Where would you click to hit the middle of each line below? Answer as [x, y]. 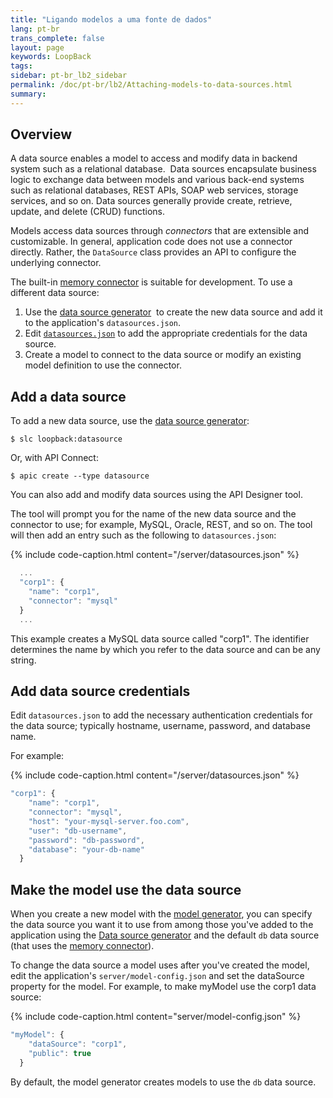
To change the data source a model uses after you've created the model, [160, 965]
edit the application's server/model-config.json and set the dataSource [157, 976]
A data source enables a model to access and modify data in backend [154, 158]
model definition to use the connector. [103, 365]
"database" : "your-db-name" [86, 849]
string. [23, 660]
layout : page [37, 47]
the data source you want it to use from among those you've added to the [162, 925]
